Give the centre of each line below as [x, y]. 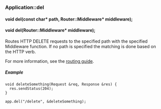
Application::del [25, 7]
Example [14, 72]
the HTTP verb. [21, 52]
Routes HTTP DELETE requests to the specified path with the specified [76, 41]
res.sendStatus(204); [32, 88]
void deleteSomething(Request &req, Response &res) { [61, 84]
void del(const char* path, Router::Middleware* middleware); [69, 19]
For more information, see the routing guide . [50, 61]
